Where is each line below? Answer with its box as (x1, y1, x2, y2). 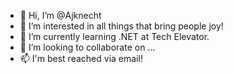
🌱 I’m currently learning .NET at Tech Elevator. (19, 31, 210, 42)
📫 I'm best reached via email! (19, 53, 143, 64)
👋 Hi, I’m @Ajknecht (19, 10, 102, 21)
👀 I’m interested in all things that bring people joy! (19, 20, 224, 32)
